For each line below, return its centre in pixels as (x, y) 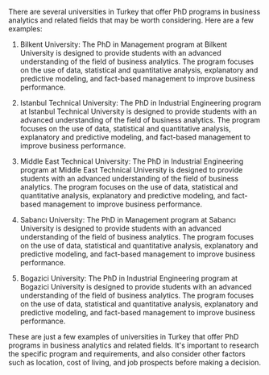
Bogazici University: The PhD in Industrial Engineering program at (129, 278)
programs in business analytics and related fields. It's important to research (134, 345)
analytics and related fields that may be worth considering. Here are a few (131, 20)
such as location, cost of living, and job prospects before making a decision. (135, 362)
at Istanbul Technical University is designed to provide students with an (139, 111)
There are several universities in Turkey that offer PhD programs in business (134, 12)
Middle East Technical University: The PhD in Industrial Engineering (132, 161)
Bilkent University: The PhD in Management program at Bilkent (124, 44)
